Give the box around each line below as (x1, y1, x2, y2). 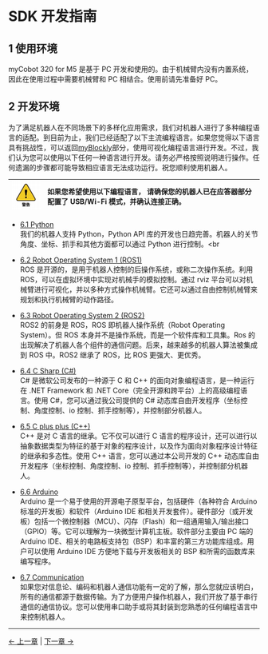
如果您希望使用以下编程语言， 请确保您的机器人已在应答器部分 (47, 187, 252, 197)
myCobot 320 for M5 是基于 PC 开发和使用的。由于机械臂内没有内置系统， (8, 65, 254, 74)
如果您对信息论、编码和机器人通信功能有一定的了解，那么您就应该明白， (19, 581, 258, 592)
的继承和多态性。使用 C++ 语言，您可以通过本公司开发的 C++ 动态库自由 (19, 451, 260, 461)
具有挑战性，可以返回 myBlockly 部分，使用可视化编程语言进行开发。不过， (8, 142, 252, 152)
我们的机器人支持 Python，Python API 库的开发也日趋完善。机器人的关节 (19, 229, 259, 238)
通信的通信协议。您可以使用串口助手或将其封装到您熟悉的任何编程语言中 (19, 601, 258, 612)
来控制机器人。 (19, 612, 69, 621)
